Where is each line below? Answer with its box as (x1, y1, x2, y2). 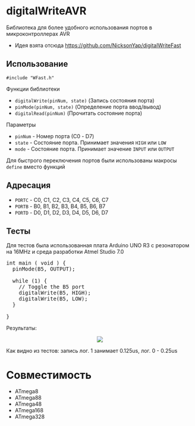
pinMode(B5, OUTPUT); (12, 266, 76, 272)
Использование (6, 59, 68, 69)
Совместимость (6, 368, 92, 382)
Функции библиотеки (6, 85, 61, 92)
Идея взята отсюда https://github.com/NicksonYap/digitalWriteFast (14, 42, 181, 49)
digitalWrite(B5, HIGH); (18, 290, 91, 296)
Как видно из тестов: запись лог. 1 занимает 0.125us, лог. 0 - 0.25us (6, 347, 178, 355)
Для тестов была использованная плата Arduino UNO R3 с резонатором (6, 242, 190, 249)
